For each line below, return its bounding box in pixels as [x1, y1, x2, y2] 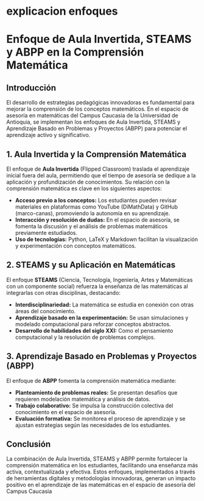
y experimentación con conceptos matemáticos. [15, 242, 136, 249]
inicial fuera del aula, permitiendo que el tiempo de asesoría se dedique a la [6, 172, 196, 179]
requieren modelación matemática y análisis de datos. [15, 395, 151, 403]
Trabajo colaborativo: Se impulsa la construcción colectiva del [15, 402, 174, 409]
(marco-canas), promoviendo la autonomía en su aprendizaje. [15, 210, 171, 217]
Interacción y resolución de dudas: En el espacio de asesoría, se [15, 216, 180, 223]
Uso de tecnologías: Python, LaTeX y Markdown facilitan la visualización [15, 236, 198, 243]
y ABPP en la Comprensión [6, 45, 144, 59]
